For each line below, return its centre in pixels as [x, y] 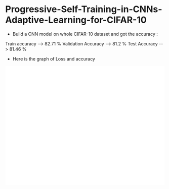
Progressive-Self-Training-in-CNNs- [84, 9]
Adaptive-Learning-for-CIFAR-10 [76, 20]
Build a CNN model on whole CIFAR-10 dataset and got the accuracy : [85, 34]
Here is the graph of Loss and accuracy [54, 58]
